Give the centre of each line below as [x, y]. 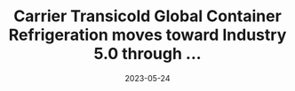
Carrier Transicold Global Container [147, 16]
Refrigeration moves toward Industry [147, 35]
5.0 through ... [147, 54]
